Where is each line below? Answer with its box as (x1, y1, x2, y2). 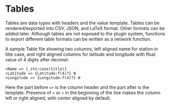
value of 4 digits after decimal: (5, 56, 69, 62)
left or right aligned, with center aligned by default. (5, 95, 111, 101)
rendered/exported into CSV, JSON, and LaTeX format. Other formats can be (5, 25, 165, 31)
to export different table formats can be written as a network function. (5, 36, 151, 42)
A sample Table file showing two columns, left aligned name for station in (5, 46, 158, 52)
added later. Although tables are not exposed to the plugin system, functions (5, 30, 165, 37)
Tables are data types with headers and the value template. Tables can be (5, 20, 160, 26)
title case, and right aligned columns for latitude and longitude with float (5, 51, 156, 57)
